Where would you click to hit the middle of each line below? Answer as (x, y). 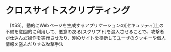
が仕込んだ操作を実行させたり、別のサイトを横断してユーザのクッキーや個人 (86, 38)
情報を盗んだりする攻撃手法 (34, 44)
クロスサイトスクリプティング (68, 10)
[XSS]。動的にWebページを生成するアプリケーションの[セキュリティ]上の (87, 25)
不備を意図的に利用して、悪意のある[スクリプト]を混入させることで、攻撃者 (85, 31)
